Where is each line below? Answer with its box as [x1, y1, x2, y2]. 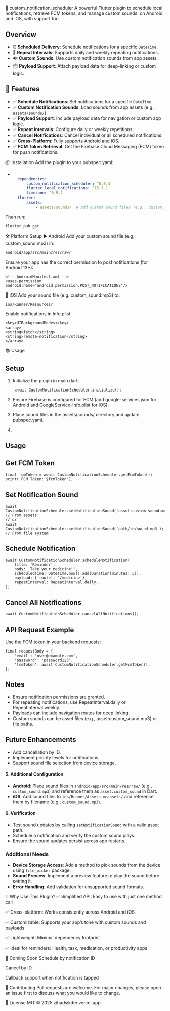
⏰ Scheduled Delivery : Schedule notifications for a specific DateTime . [12, 44, 158, 50]
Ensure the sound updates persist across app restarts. [12, 838, 126, 844]
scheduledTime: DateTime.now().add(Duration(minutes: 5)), [14, 571, 142, 576]
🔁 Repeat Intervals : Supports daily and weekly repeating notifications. [12, 49, 159, 55]
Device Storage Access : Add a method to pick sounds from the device [12, 862, 161, 868]
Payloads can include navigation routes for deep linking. [12, 710, 130, 716]
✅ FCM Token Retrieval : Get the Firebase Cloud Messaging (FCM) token [12, 143, 164, 149]
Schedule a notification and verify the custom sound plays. [12, 833, 136, 839]
